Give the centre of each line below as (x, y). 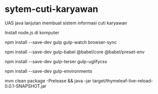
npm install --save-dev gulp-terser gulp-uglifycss (56, 61)
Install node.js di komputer (32, 32)
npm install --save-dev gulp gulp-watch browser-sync (61, 42)
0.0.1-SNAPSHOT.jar (26, 86)
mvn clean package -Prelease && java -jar (48, 81)
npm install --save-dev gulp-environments (48, 71)
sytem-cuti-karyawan (51, 9)
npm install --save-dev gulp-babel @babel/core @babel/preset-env (75, 52)
